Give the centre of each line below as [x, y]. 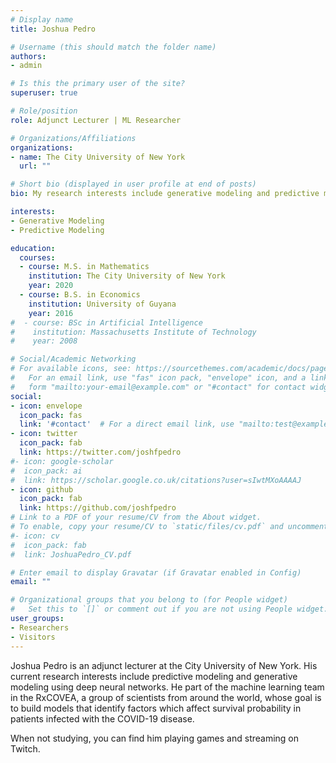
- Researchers [40, 627]
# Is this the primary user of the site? [98, 84]
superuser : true [44, 93]
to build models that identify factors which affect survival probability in [156, 708]
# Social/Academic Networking [73, 359]
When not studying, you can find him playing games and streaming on [155, 738]
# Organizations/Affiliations [73, 138]
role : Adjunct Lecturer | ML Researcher [96, 120]
